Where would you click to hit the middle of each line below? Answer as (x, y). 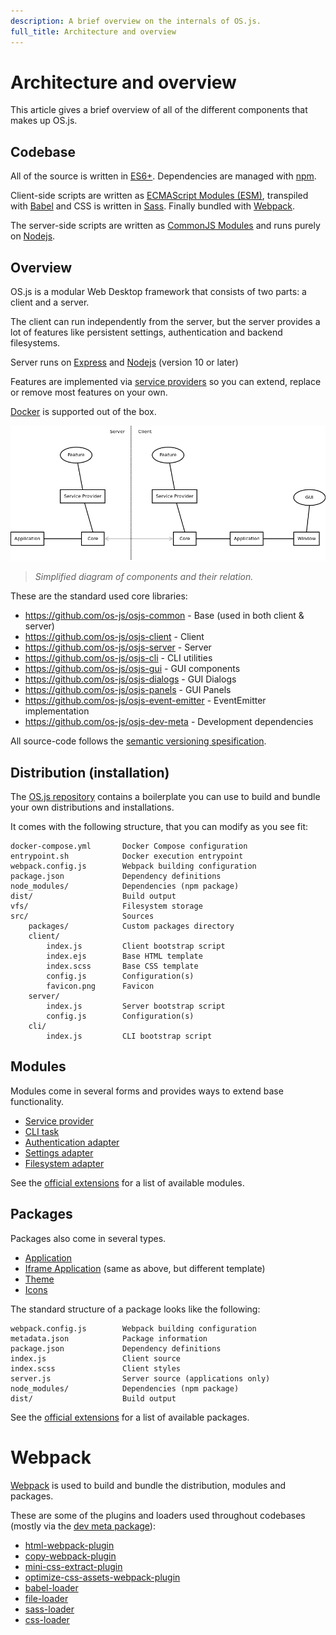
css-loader (47, 1619)
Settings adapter (59, 1152)
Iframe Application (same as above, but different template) (145, 1268)
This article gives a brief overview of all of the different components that (159, 110)
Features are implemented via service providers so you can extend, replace (166, 382)
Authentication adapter (72, 1142)
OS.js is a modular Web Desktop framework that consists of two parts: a (158, 292)
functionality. (37, 1101)
